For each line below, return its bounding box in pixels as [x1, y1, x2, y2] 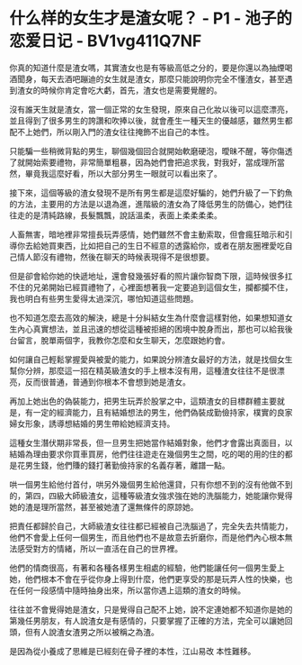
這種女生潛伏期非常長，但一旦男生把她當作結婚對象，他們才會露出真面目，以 [9, 437, 293, 448]
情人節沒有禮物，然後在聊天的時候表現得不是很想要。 [16, 251, 214, 262]
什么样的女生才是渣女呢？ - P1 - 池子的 [9, 8, 292, 29]
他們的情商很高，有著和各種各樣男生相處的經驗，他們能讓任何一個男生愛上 [9, 562, 285, 573]
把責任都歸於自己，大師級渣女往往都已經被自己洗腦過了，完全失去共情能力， [9, 520, 293, 532]
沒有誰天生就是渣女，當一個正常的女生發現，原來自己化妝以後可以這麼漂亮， [9, 104, 293, 114]
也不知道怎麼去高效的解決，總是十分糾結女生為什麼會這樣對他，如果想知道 [9, 312, 285, 323]
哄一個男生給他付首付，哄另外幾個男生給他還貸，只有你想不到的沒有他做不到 [9, 478, 293, 489]
